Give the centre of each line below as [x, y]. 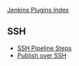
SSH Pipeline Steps [44, 48]
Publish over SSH [42, 55]
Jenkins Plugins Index [38, 10]
